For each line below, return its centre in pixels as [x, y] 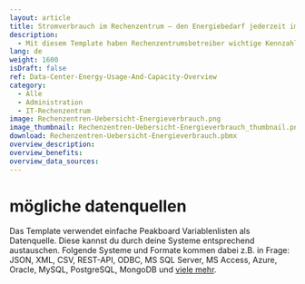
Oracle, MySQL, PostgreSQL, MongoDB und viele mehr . [113, 269]
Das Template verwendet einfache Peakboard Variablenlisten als [130, 231]
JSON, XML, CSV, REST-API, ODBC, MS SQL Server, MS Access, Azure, [143, 260]
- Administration [50, 102]
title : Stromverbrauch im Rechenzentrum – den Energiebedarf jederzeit [148, 26]
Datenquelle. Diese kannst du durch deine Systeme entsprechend [132, 240]
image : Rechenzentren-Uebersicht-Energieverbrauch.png [115, 119]
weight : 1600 [34, 60]
